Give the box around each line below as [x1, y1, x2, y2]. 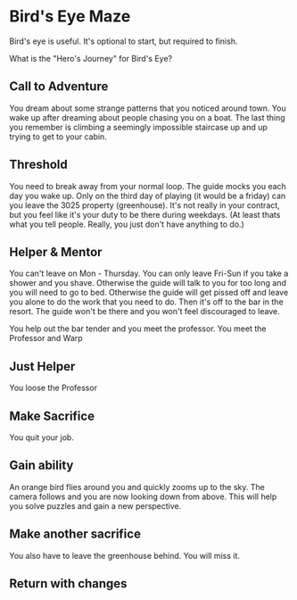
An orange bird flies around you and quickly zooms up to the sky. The [9, 481, 265, 492]
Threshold [9, 157, 69, 172]
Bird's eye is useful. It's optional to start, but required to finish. [9, 36, 238, 46]
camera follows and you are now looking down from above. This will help [9, 491, 277, 502]
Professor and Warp [9, 333, 83, 344]
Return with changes [9, 576, 128, 591]
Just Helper [9, 359, 76, 374]
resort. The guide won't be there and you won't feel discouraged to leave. [9, 306, 280, 317]
